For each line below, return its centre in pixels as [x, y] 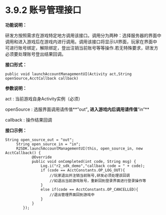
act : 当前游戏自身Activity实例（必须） [44, 99]
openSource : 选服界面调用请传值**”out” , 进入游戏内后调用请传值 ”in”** [77, 109]
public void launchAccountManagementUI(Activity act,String [69, 74]
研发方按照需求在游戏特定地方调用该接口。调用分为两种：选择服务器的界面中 [83, 35]
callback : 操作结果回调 [28, 120]
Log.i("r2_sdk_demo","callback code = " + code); [93, 166]
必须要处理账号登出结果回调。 [35, 54]
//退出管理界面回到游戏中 [72, 195]
